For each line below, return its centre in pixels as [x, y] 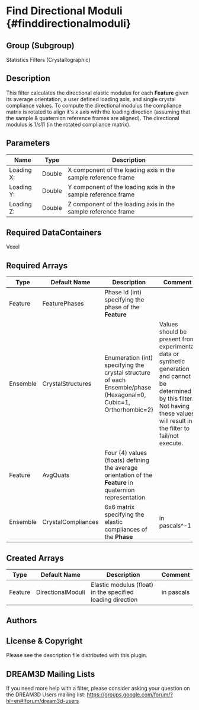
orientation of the [129, 475]
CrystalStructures [67, 384]
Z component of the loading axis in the [121, 204]
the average [121, 468]
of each [115, 380]
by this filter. [176, 398]
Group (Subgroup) [41, 45]
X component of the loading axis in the [121, 169]
